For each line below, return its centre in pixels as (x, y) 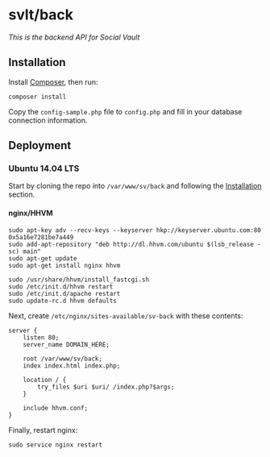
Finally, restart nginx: (43, 430)
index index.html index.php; (72, 366)
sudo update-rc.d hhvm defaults (62, 301)
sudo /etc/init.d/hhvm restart (61, 287)
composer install (37, 97)
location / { (45, 380)
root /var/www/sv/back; (63, 359)
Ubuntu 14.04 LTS (44, 168)
